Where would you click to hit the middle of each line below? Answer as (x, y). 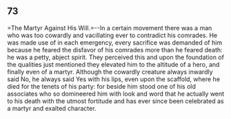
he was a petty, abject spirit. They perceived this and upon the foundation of (115, 57)
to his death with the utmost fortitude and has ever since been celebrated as (115, 101)
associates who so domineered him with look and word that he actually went (116, 94)
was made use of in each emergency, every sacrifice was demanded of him (115, 42)
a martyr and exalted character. (52, 108)
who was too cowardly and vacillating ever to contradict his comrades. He (112, 35)
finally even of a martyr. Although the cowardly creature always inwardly (110, 72)
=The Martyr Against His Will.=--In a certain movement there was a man (110, 28)
